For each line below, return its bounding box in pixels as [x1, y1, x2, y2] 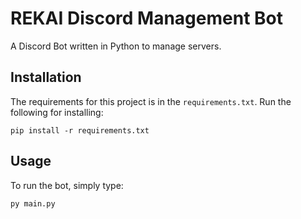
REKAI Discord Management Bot [10, 7, 283, 30]
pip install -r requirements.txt [10, 125, 150, 136]
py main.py [10, 198, 56, 209]
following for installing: [10, 106, 104, 118]
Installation [10, 69, 82, 86]
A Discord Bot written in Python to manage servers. [10, 40, 222, 52]
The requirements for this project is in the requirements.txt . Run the [10, 95, 292, 107]
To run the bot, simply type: [10, 179, 124, 191]
